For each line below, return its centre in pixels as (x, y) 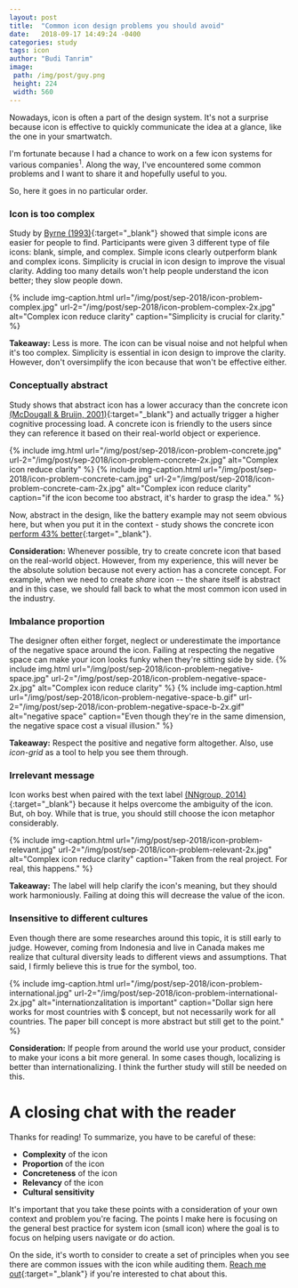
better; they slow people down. (66, 280)
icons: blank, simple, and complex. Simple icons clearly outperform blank (143, 252)
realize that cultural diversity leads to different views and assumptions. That (148, 956)
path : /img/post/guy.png (59, 76)
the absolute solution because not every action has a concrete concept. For (148, 569)
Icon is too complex (52, 214)
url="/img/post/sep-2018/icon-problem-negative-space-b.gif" (123, 697)
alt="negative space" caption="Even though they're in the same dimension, (148, 716)
